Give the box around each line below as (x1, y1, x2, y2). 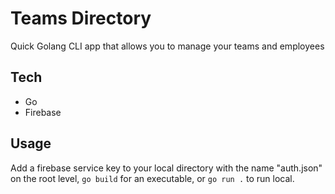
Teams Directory (10, 7, 152, 30)
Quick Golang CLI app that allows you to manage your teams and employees (10, 40, 325, 52)
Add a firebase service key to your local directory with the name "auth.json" (10, 162, 323, 174)
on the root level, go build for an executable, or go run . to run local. (10, 172, 295, 184)
